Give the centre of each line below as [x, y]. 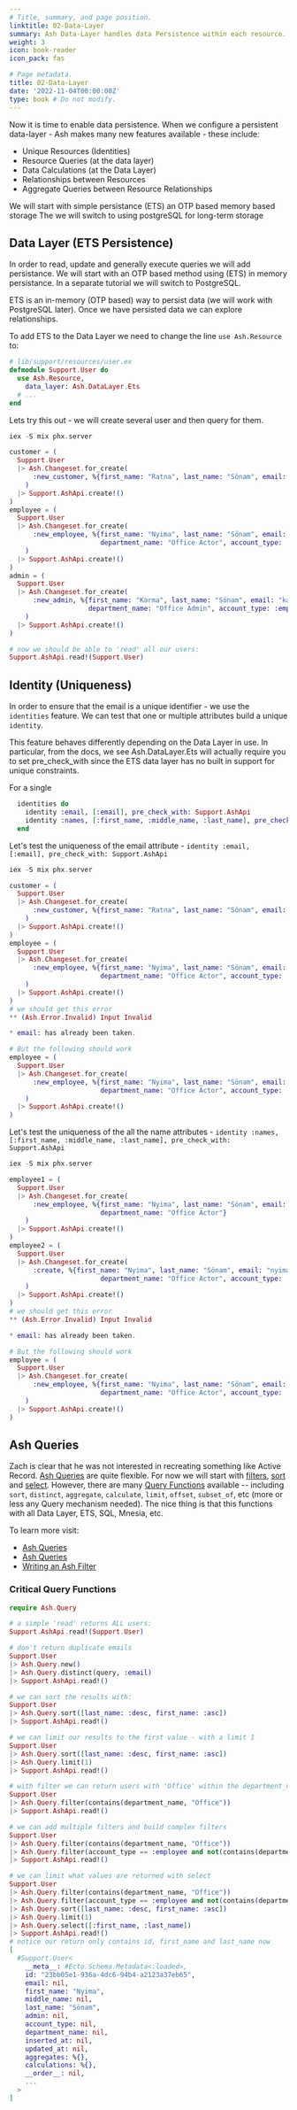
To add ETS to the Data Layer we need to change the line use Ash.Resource [146, 336]
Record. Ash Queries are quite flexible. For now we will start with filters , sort [147, 1476]
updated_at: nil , [57, 2049]
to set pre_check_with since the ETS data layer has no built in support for [142, 761]
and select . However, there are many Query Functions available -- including [147, 1485]
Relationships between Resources [84, 179]
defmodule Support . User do [59, 370]
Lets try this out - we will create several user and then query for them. [136, 420]
